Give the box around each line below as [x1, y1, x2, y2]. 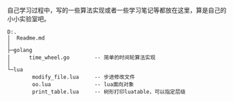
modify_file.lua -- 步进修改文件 [32, 74, 136, 80]
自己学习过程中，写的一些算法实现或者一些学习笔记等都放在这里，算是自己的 [7, 6, 227, 14]
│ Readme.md [7, 35, 45, 42]
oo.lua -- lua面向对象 [32, 81, 134, 88]
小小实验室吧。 [7, 15, 50, 23]
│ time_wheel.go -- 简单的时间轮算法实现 [7, 54, 156, 61]
